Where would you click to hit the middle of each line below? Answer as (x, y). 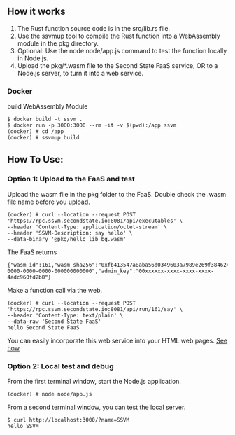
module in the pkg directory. (58, 43)
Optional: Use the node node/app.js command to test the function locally (122, 50)
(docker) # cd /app (36, 132)
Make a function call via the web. (55, 290)
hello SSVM (23, 427)
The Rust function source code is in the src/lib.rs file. (93, 28)
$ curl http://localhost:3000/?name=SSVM (69, 420)
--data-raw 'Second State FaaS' (54, 322)
